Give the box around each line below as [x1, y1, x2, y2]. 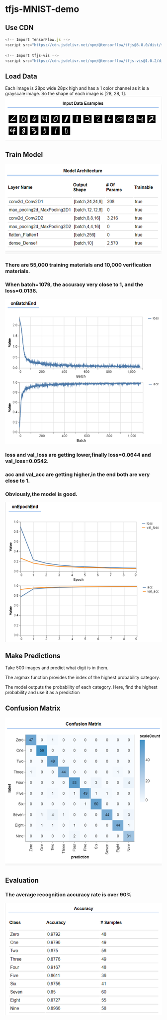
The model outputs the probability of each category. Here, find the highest [5, 684, 158, 690]
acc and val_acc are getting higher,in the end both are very [5, 471, 150, 478]
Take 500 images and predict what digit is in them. [5, 665, 108, 671]
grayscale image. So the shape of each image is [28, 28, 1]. [5, 91, 127, 97]
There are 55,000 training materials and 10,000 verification [5, 261, 152, 268]
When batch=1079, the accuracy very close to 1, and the [5, 281, 143, 288]
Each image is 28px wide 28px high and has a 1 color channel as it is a [5, 85, 149, 91]
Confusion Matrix [5, 704, 61, 712]
